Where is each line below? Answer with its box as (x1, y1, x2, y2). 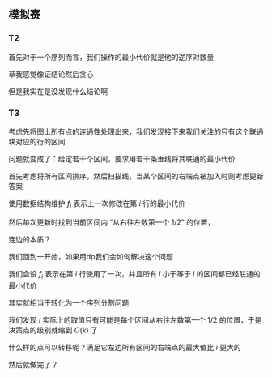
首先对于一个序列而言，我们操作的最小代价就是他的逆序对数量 (8, 52, 215, 62)
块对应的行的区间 (8, 136, 66, 146)
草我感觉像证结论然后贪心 (8, 69, 94, 79)
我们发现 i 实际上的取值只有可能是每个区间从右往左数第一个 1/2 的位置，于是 (8, 315, 262, 324)
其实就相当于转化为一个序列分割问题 (8, 298, 130, 307)
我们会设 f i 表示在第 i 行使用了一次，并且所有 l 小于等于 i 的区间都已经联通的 (8, 268, 261, 281)
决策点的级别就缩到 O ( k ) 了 (8, 325, 99, 335)
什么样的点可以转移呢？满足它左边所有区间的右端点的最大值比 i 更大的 (8, 342, 241, 352)
